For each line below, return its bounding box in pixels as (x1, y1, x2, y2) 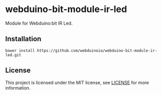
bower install (5, 48, 35, 53)
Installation (5, 35, 42, 43)
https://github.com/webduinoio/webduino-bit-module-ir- (37, 48, 157, 53)
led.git (5, 52, 22, 57)
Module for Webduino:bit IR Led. (5, 20, 73, 26)
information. (5, 84, 31, 91)
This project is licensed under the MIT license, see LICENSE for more (5, 79, 149, 85)
